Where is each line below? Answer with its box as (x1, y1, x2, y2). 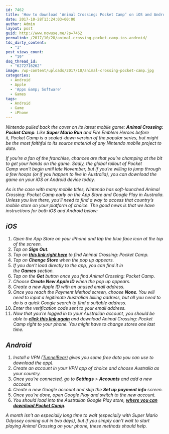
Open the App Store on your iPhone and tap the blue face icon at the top (13, 235, 163, 241)
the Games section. (13, 268, 54, 274)
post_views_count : (6, 49, 44, 54)
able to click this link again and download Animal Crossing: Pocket (13, 315, 153, 322)
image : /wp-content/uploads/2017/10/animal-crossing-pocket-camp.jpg (6, 68, 154, 73)
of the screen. (13, 241, 42, 247)
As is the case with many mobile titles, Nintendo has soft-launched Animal (6, 186, 160, 192)
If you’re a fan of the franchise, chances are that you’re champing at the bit (6, 155, 162, 161)
